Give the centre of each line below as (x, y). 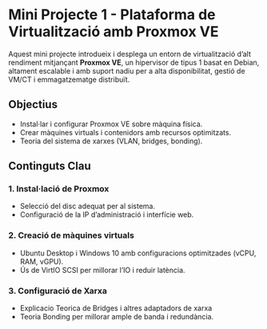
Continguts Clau (50, 166)
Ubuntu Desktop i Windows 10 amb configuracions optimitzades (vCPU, (138, 253)
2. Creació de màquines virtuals (71, 235)
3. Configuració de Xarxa (58, 291)
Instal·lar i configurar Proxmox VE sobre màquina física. (111, 124)
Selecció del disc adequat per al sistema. (88, 207)
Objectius (33, 104)
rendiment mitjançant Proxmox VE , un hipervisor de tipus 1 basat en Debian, (134, 62)
